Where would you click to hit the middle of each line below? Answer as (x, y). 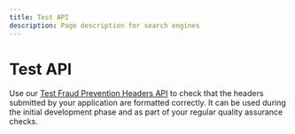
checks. (23, 122)
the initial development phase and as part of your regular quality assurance (146, 112)
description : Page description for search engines (105, 26)
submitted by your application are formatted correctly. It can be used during (147, 103)
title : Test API (39, 17)
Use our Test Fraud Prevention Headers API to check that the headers (136, 93)
